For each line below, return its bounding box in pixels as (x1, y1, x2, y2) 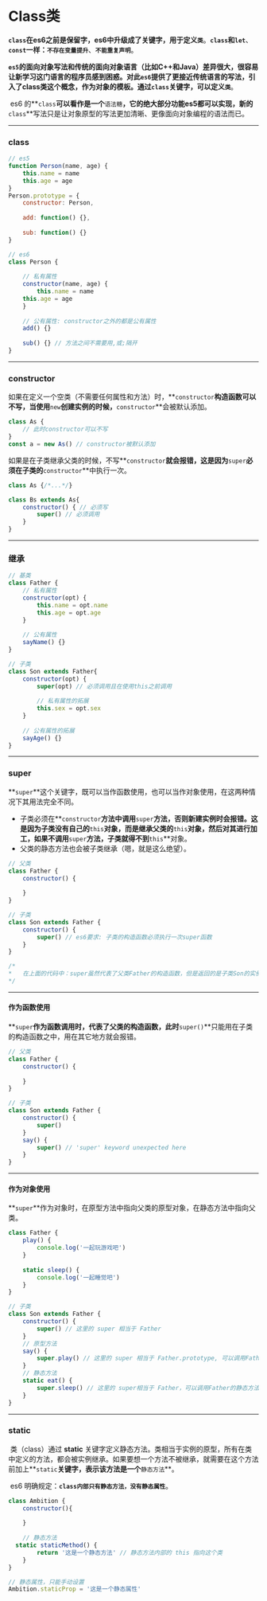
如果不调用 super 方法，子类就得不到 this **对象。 (33, 834, 192, 843)
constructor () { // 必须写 (22, 503, 109, 511)
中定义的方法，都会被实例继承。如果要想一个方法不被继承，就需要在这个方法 (8, 1454, 259, 1463)
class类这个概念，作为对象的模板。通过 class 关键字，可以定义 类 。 (21, 81, 238, 92)
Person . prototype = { (8, 192, 80, 200)
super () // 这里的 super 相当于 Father (37, 1325, 161, 1333)
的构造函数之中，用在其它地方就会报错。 (8, 1032, 141, 1041)
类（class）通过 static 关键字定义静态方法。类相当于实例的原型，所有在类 (10, 1444, 253, 1454)
